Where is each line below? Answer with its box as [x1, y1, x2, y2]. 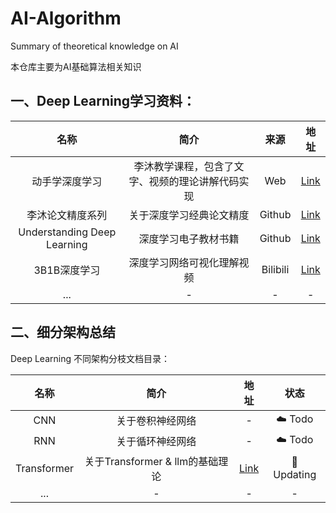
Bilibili [261, 262, 290, 276]
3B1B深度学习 [33, 263, 101, 277]
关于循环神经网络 [116, 435, 197, 449]
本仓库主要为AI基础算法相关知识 [10, 60, 142, 72]
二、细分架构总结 [10, 324, 116, 341]
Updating [273, 467, 317, 481]
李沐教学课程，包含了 [133, 159, 235, 173]
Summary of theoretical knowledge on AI [10, 40, 179, 52]
